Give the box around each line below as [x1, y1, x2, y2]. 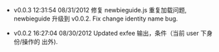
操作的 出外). [21, 38, 58, 46]
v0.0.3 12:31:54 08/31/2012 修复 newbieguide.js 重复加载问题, [13, 6, 187, 14]
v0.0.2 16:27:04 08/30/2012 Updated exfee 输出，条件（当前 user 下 [13, 29, 207, 37]
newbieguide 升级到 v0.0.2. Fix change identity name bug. [13, 14, 178, 23]
